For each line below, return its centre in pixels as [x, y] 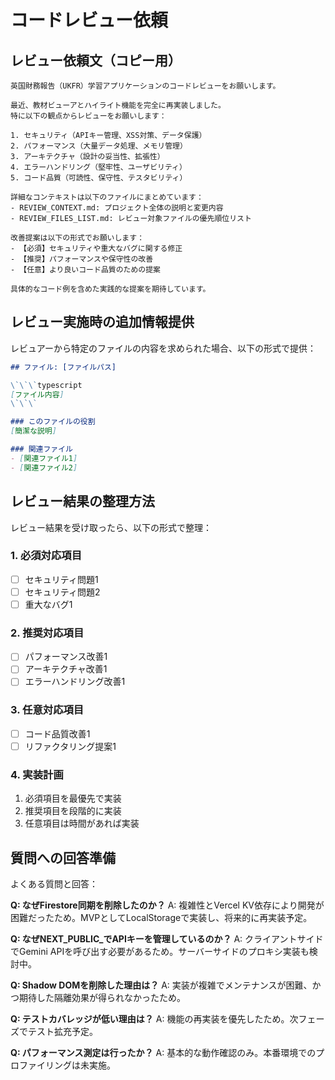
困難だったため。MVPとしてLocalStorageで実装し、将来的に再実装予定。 [161, 917]
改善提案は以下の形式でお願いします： [77, 238]
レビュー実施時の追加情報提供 [102, 322]
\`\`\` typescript [46, 385]
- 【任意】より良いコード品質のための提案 [86, 270]
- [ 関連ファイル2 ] [44, 467]
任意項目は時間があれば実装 [82, 823]
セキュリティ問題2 [62, 592]
